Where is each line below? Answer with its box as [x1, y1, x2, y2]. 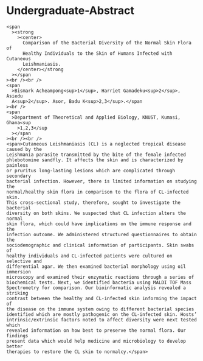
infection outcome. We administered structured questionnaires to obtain [6, 231, 198, 237]
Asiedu [6, 93, 23, 99]
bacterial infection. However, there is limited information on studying [6, 178, 198, 184]
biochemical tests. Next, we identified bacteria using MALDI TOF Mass [6, 279, 191, 286]
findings [6, 332, 29, 338]
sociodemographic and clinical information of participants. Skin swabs [6, 242, 194, 248]
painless [6, 162, 29, 168]
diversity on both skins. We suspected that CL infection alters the [6, 210, 187, 216]
